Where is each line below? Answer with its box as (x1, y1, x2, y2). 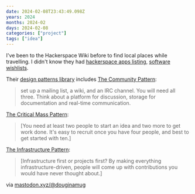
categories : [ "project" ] (6, 30, 67, 36)
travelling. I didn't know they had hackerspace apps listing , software (6, 58, 171, 65)
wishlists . (6, 64, 29, 71)
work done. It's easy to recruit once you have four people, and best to (20, 128, 189, 135)
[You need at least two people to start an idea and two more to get (20, 122, 181, 129)
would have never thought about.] (20, 170, 102, 176)
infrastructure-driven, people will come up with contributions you (20, 164, 178, 171)
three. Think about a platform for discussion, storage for (20, 93, 156, 100)
